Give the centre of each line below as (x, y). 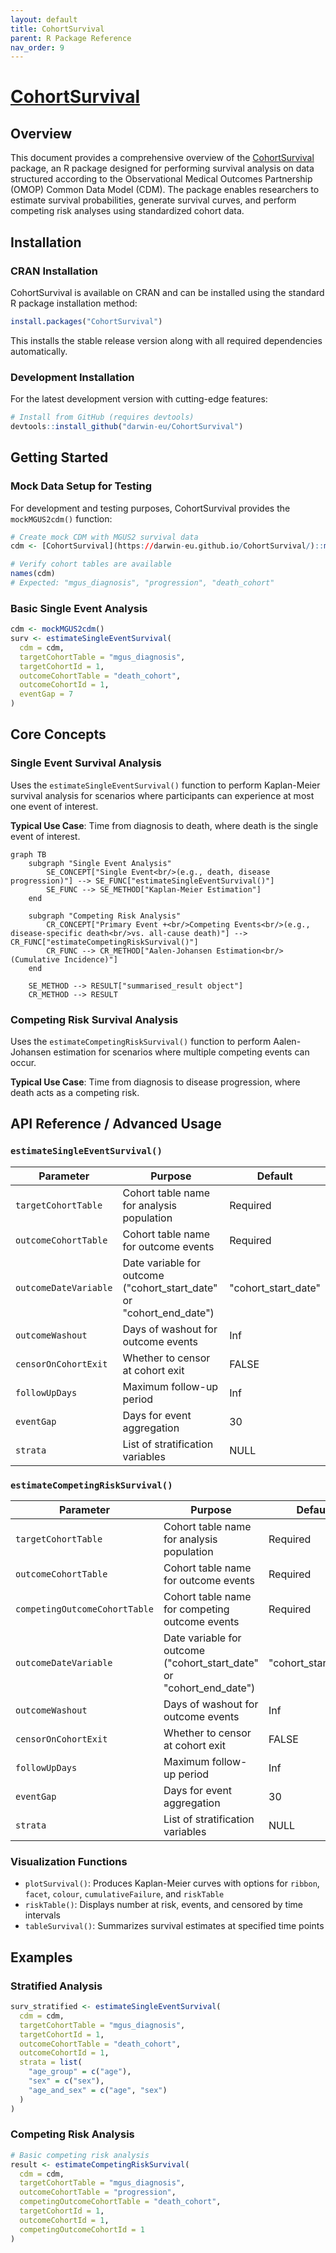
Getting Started (59, 457)
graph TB (28, 854)
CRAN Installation (54, 271)
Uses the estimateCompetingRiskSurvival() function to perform (141, 1042)
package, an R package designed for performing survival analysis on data (162, 168)
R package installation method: (74, 303)
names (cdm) (33, 574)
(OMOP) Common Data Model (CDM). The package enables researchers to (165, 190)
